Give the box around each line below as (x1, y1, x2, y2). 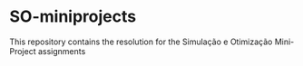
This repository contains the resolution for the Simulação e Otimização (9, 36, 273, 47)
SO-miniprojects (9, 6, 137, 27)
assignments (37, 45, 86, 56)
